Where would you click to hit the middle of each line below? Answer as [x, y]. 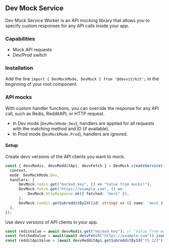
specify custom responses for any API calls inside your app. [67, 26]
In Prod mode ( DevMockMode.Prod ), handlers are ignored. [70, 134]
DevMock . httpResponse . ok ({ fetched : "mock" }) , [78, 194]
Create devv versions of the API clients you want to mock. [65, 156]
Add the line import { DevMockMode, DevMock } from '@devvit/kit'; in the [82, 79]
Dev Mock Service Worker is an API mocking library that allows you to [77, 20]
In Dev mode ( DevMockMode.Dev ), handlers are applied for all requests [83, 123]
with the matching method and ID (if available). [61, 129]
